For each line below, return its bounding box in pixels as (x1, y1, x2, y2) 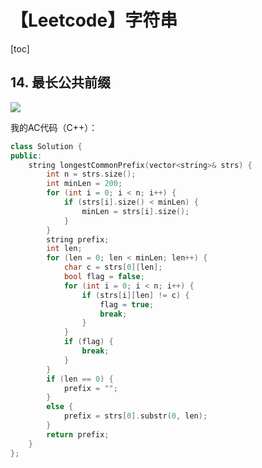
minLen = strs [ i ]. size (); (81, 206, 190, 216)
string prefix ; (46, 234, 110, 245)
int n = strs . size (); (46, 169, 137, 180)
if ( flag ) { (63, 337, 114, 347)
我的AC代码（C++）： (10, 121, 98, 133)
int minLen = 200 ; (46, 179, 123, 189)
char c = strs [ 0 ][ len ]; (63, 262, 163, 273)
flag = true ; (99, 299, 155, 310)
